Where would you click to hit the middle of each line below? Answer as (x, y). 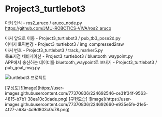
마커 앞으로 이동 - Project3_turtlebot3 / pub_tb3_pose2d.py (63, 38)
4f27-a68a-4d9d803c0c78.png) (37, 109)
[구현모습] (78, 99)
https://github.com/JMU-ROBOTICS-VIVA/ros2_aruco (58, 28)
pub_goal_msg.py (22, 67)
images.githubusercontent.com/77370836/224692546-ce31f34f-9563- (76, 93)
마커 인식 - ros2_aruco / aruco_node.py (44, 23)
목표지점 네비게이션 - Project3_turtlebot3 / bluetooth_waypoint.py (69, 56)
